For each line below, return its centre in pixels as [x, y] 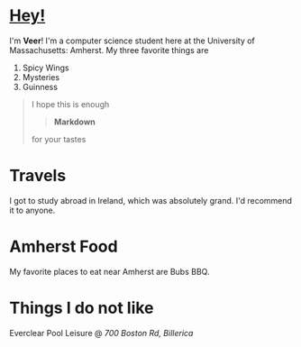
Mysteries [41, 77]
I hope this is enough [70, 104]
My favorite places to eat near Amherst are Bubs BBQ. [109, 271]
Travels [38, 176]
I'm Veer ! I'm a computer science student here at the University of [132, 41]
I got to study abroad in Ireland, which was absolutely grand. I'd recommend [151, 200]
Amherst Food [64, 247]
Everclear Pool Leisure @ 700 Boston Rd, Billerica [101, 333]
